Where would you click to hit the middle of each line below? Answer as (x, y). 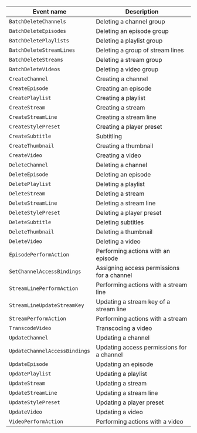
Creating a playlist (120, 98)
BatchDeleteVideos (35, 69)
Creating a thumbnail (125, 146)
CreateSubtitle (30, 136)
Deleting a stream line (126, 203)
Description (142, 11)
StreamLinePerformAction (44, 289)
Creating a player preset (129, 127)
